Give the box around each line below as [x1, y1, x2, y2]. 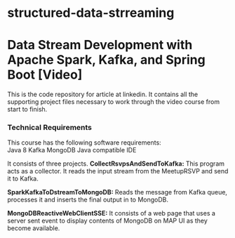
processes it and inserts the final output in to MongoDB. [7, 195, 169, 204]
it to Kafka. [7, 174, 39, 183]
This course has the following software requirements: [7, 138, 161, 147]
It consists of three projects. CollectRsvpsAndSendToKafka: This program [7, 159, 225, 168]
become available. [7, 224, 60, 232]
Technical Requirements [7, 123, 93, 133]
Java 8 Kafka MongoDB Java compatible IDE [7, 146, 137, 154]
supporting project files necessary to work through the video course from [7, 98, 220, 106]
